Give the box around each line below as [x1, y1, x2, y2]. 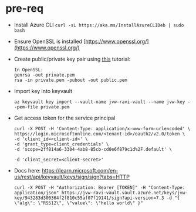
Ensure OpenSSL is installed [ [13, 38, 86, 45]
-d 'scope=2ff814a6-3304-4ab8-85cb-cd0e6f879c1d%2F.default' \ [13, 146, 173, 152]
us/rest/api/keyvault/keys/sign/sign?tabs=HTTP [13, 173, 130, 180]
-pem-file [13, 104, 39, 110]
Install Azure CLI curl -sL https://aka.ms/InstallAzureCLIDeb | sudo [13, 21, 184, 28]
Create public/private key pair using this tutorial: [13, 55, 131, 62]
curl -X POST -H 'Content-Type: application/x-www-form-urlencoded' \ [13, 125, 191, 131]
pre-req [5, 2, 44, 15]
